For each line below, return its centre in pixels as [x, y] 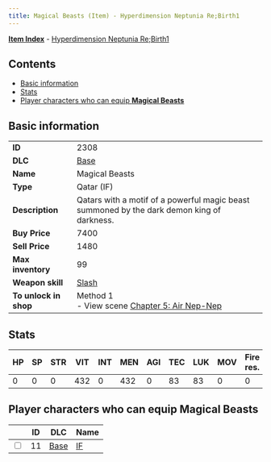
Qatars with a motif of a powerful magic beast [163, 200]
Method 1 [95, 296]
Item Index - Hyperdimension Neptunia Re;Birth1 [89, 39]
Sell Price [31, 247]
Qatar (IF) [95, 187]
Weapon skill [38, 283]
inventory [31, 269]
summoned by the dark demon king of [149, 210]
